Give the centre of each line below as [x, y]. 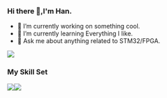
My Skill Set [27, 72]
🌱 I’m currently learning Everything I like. [75, 33]
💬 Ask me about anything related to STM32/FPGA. [89, 41]
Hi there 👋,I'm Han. [39, 11]
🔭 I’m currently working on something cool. [79, 26]
